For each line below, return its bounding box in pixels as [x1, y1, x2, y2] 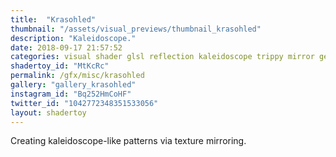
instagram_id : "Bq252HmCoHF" [10, 89, 132, 99]
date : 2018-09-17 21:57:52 [10, 42, 123, 53]
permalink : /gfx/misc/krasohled [10, 71, 145, 81]
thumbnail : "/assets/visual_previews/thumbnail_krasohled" [10, 24, 262, 34]
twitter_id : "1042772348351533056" [10, 98, 159, 108]
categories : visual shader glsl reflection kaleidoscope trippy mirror [10, 52, 315, 62]
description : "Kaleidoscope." [10, 33, 137, 43]
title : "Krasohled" [10, 14, 97, 25]
